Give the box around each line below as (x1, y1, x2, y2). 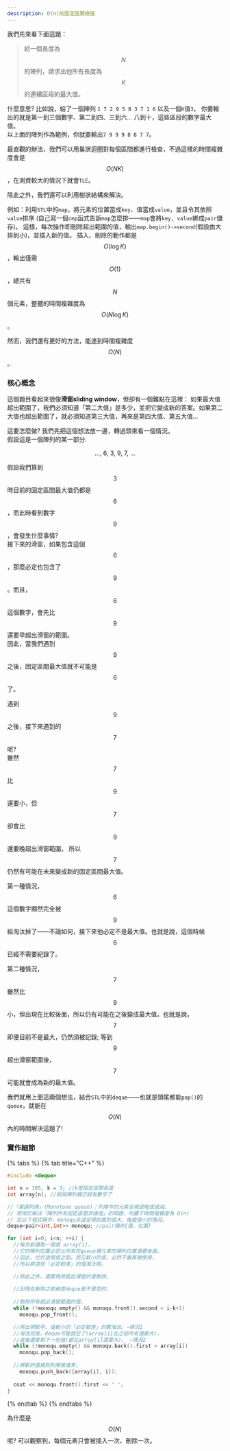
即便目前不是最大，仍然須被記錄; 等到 (7, 1032, 113, 1041)
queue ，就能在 (7, 1101, 47, 1109)
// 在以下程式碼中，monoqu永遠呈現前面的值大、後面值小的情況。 (7, 1216, 168, 1223)
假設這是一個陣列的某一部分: (7, 435, 88, 443)
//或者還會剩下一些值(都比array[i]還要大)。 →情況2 (13, 1336, 146, 1343)
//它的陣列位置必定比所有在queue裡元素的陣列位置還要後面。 (13, 1248, 162, 1255)
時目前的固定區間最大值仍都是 (7, 485, 91, 494)
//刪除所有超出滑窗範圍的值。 (13, 1299, 86, 1305)
